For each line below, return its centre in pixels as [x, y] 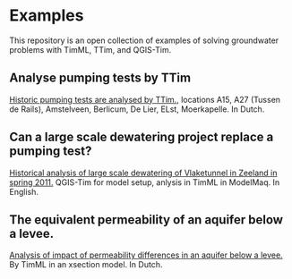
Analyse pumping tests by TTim [100, 78]
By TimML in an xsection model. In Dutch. [86, 265]
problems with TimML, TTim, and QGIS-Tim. [90, 49]
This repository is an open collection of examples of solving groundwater [144, 40]
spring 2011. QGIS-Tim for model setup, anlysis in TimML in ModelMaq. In [145, 182]
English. [24, 191]
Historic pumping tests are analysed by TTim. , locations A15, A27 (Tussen [145, 99]
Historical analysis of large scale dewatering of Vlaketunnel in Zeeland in [143, 173]
